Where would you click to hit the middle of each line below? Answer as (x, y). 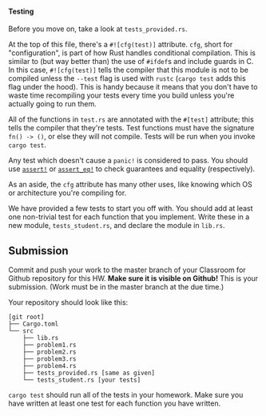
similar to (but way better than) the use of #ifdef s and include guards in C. (131, 62)
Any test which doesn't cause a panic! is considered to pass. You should (128, 161)
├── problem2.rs (50, 352)
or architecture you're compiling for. (67, 193)
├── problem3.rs (50, 359)
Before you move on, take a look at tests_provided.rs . (98, 29)
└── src (21, 331)
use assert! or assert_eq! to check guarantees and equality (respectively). (132, 169)
